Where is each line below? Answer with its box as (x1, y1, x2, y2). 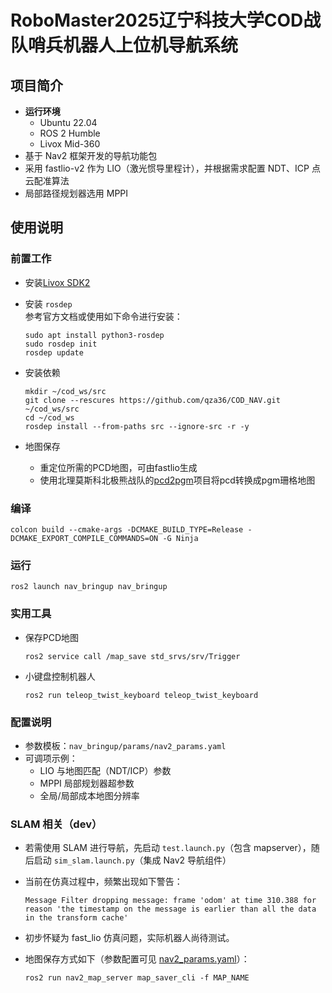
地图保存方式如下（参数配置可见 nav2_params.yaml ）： (24, 953, 250, 965)
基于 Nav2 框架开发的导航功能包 (24, 150, 158, 161)
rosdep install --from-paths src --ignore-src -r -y (24, 421, 250, 431)
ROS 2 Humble (39, 127, 101, 139)
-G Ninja (162, 533, 199, 543)
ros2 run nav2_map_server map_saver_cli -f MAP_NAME (24, 973, 250, 983)
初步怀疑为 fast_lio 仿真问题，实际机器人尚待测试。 (24, 932, 235, 944)
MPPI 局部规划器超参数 (39, 777, 135, 789)
